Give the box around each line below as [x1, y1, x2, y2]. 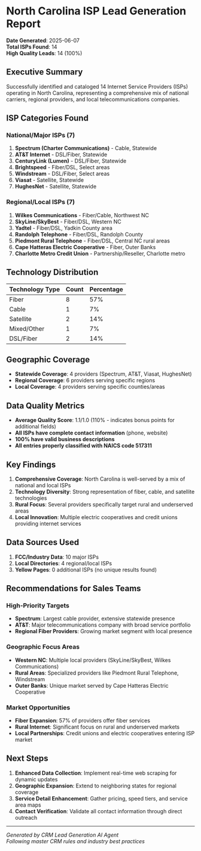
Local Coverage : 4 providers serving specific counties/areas [14, 383, 166, 391]
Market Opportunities [6, 703, 71, 712]
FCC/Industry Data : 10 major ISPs [14, 553, 99, 561]
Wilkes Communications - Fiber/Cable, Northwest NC [14, 211, 150, 218]
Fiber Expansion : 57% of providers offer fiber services [14, 717, 151, 724]
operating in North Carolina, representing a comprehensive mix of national [6, 89, 190, 97]
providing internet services [14, 520, 82, 527]
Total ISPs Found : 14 [6, 43, 57, 50]
